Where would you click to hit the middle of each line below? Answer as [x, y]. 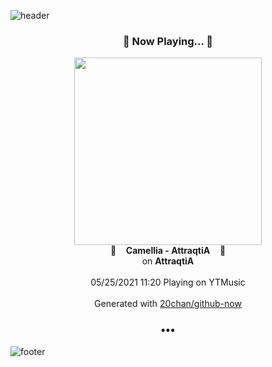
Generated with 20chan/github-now [168, 304]
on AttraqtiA [168, 261]
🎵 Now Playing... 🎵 [168, 41]
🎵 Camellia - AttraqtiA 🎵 [168, 251]
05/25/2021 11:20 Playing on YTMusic [168, 282]
